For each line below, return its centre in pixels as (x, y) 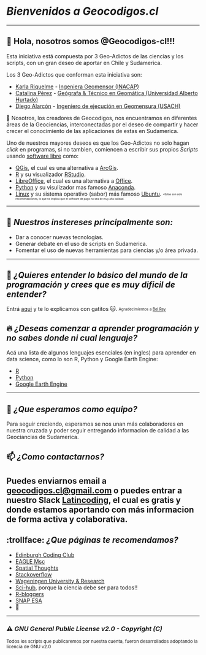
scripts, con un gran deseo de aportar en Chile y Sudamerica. (84, 63)
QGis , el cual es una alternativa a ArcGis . (67, 167)
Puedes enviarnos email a (57, 481)
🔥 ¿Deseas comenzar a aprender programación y (103, 328)
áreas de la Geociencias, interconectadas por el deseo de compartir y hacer (102, 124)
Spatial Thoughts (37, 568)
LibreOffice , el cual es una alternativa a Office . (74, 181)
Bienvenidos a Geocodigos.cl (82, 11)
